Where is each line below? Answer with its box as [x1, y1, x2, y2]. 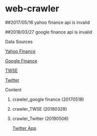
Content [5, 86, 22, 92]
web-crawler [5, 3, 59, 14]
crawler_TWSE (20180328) [12, 106, 67, 112]
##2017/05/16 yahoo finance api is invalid [5, 19, 90, 25]
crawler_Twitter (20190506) [12, 115, 69, 122]
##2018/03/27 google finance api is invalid [5, 29, 93, 35]
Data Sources [5, 38, 33, 45]
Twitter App [12, 125, 37, 131]
